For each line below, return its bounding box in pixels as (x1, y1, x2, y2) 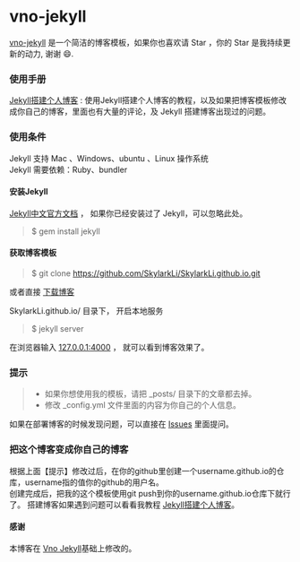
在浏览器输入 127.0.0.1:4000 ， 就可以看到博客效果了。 (9, 342, 210, 352)
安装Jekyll (9, 186, 48, 197)
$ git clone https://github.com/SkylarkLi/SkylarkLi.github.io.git (30, 267, 261, 279)
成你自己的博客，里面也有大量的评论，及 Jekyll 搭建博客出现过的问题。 (9, 106, 271, 117)
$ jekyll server (30, 323, 84, 333)
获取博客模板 (9, 247, 56, 258)
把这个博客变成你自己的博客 (9, 444, 129, 456)
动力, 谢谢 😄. (24, 48, 74, 59)
